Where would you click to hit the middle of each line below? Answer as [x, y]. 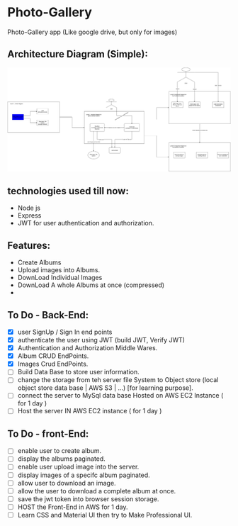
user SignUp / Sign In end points [65, 332]
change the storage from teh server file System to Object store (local [118, 380]
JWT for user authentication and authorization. [86, 223]
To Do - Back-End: [48, 315]
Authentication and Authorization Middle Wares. [87, 348]
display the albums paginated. [62, 459]
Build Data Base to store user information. [78, 372]
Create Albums [39, 262]
